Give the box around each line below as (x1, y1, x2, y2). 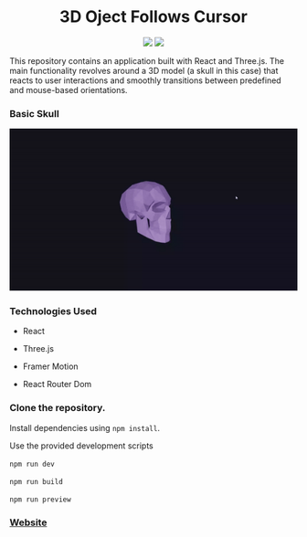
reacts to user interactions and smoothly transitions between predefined (9, 75, 281, 86)
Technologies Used (9, 305, 98, 318)
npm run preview (9, 495, 71, 504)
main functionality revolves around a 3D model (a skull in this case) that (9, 65, 279, 76)
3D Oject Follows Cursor (58, 6, 249, 27)
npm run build (9, 477, 64, 486)
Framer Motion (22, 361, 79, 372)
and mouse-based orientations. (9, 84, 128, 95)
